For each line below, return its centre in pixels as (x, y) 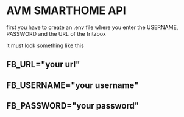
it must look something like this (45, 45)
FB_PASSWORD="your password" (73, 106)
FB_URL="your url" (43, 65)
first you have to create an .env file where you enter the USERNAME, (92, 27)
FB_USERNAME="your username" (73, 85)
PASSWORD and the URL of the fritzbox (56, 33)
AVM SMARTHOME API (66, 11)
